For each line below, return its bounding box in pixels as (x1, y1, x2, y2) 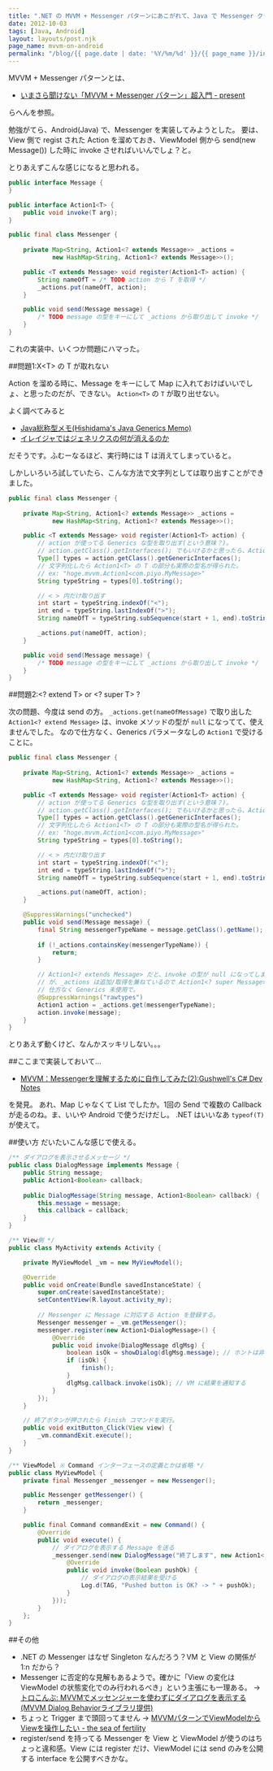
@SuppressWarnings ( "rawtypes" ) (37, 993, 144, 1001)
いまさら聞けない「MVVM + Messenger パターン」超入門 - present (19, 90, 245, 100)
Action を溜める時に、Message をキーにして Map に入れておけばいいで (8, 378, 246, 388)
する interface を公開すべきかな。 (19, 1754, 132, 1764)
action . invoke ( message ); (37, 1008, 122, 1016)
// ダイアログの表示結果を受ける (80, 1574, 177, 1582)
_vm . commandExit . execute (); (37, 1432, 132, 1440)
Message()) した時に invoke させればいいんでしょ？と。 (8, 146, 196, 154)
